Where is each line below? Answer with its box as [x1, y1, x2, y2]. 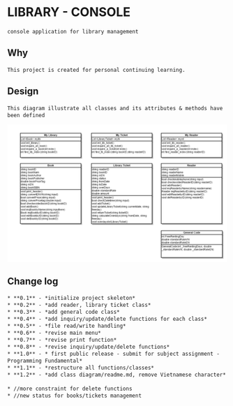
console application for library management [7, 28, 139, 35]
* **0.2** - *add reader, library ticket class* [7, 301, 151, 309]
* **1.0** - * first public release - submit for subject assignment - [7, 350, 220, 358]
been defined [7, 112, 45, 119]
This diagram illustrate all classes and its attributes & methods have [7, 105, 223, 112]
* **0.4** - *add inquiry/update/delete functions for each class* [7, 315, 208, 323]
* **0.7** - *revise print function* [7, 336, 117, 344]
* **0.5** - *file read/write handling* [7, 322, 127, 330]
